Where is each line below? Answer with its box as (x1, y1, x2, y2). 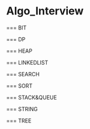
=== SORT (6, 82, 33, 89)
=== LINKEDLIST (6, 59, 49, 66)
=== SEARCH (6, 70, 40, 77)
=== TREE (6, 117, 32, 124)
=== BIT (6, 24, 27, 31)
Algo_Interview (6, 4, 84, 18)
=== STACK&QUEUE (6, 94, 57, 101)
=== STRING (6, 105, 38, 112)
